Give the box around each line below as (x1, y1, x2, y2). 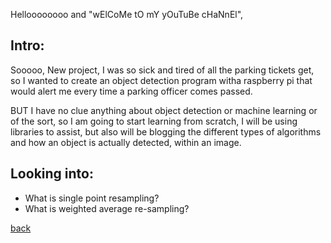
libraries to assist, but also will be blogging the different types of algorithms (10, 125, 322, 138)
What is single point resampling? (24, 192, 160, 204)
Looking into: (10, 165, 94, 183)
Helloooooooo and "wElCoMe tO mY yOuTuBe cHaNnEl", (10, 9, 244, 20)
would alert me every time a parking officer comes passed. (10, 85, 253, 97)
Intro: (10, 37, 45, 54)
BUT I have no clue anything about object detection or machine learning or (10, 104, 318, 116)
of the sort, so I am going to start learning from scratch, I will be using (10, 115, 298, 127)
